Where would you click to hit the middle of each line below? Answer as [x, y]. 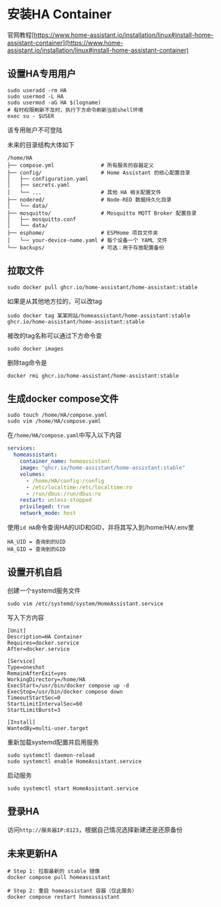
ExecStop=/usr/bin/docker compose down [65, 692]
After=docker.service [39, 649]
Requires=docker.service [43, 643]
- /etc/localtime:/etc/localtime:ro [79, 487]
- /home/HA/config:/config [65, 481]
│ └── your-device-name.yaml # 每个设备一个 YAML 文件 [87, 240]
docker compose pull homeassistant [59, 878]
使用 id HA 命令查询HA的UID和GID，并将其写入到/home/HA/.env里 [101, 527]
